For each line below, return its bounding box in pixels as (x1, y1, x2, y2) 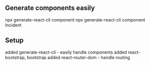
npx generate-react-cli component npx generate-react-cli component (5, 17, 146, 22)
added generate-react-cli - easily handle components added (5, 49, 127, 55)
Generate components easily (5, 4, 95, 12)
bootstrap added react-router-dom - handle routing (26, 54, 130, 60)
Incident (5, 22, 22, 28)
